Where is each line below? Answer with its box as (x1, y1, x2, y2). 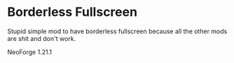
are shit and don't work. (7, 34, 76, 42)
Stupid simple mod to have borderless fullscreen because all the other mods (7, 27, 228, 35)
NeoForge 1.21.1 (7, 48, 53, 56)
